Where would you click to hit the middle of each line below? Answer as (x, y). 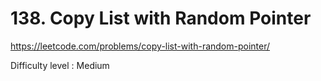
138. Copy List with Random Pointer (161, 18)
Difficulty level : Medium (60, 65)
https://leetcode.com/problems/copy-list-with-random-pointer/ (140, 46)
